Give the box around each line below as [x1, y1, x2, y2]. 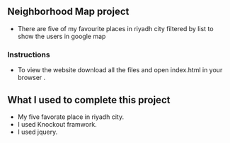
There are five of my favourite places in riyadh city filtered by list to [17, 24, 214, 33]
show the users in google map [17, 32, 106, 40]
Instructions [7, 50, 51, 59]
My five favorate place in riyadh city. [17, 113, 125, 121]
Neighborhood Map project [7, 6, 130, 18]
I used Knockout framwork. [17, 120, 97, 128]
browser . [17, 74, 46, 82]
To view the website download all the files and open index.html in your [17, 66, 223, 74]
